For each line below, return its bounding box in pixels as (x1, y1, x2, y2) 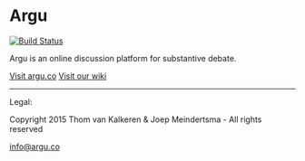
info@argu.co (9, 141, 61, 152)
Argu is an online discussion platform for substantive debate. (9, 52, 237, 63)
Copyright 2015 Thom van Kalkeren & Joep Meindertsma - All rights (9, 114, 262, 125)
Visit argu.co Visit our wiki (9, 70, 107, 81)
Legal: (9, 96, 33, 107)
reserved (9, 123, 44, 134)
